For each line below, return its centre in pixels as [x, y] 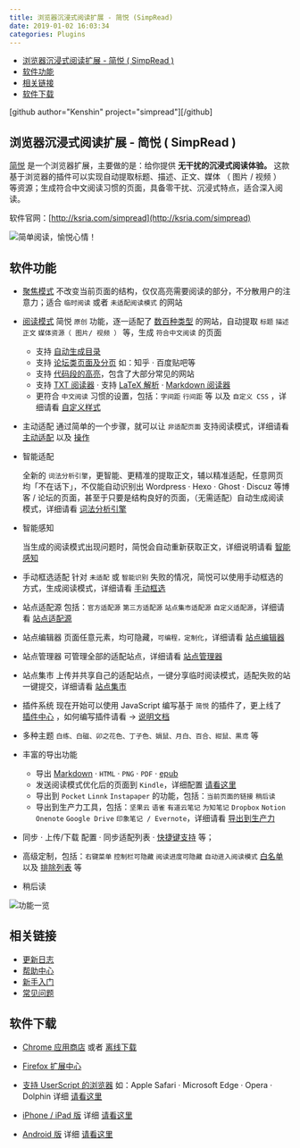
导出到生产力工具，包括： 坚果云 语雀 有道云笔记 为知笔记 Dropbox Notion [160, 807]
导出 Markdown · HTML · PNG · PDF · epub [107, 773]
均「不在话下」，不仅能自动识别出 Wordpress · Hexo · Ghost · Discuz [147, 486]
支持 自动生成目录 [68, 351]
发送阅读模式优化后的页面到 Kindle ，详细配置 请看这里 [136, 784]
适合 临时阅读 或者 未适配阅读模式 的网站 [114, 302]
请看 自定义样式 [72, 407]
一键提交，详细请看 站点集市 [74, 686]
